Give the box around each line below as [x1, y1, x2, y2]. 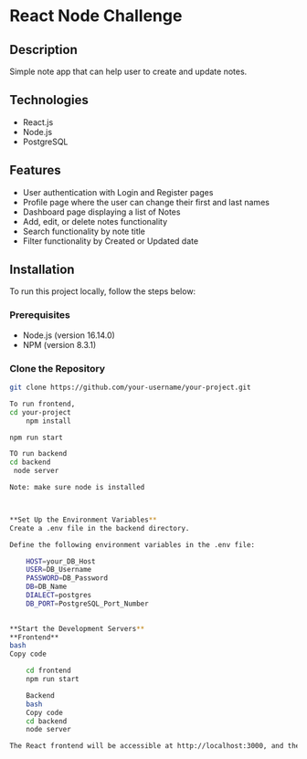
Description [9, 42, 78, 58]
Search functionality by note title [22, 226, 146, 237]
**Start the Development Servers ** [9, 624, 145, 633]
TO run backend [9, 449, 68, 459]
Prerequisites [9, 309, 70, 322]
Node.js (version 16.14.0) [22, 330, 116, 341]
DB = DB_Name [26, 582, 68, 592]
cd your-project [9, 407, 71, 416]
